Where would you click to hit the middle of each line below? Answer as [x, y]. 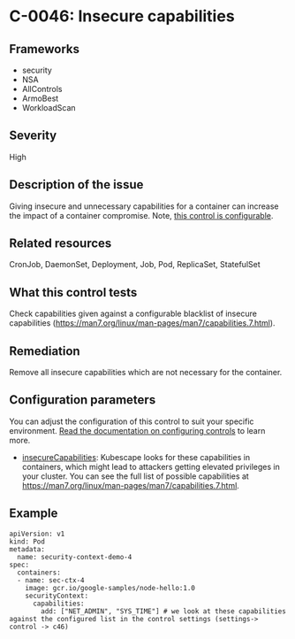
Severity [33, 136]
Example [34, 514]
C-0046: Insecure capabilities [122, 16]
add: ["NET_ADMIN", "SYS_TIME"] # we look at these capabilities [164, 611]
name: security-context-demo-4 [75, 557]
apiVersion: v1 [37, 534]
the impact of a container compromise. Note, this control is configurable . [141, 215]
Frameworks [45, 49]
